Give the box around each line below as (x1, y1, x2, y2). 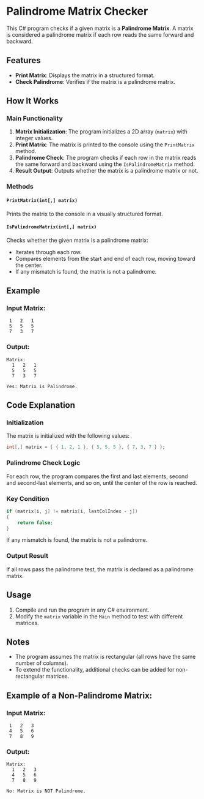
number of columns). (15, 659, 68, 667)
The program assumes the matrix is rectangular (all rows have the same (15, 653, 196, 661)
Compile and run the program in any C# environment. (15, 606, 150, 613)
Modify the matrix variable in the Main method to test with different (15, 612, 183, 620)
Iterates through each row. (15, 248, 82, 255)
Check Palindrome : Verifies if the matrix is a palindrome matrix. (15, 78, 176, 85)
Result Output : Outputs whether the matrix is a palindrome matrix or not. (15, 167, 199, 174)
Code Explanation (6, 400, 75, 411)
